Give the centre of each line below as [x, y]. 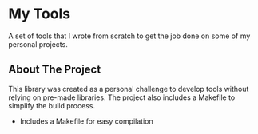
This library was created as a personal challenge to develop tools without [129, 89]
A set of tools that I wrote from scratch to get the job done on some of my [129, 36]
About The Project [55, 70]
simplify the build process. [52, 105]
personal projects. [38, 44]
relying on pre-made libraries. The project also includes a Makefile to [122, 97]
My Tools [39, 14]
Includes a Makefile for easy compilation [86, 121]
